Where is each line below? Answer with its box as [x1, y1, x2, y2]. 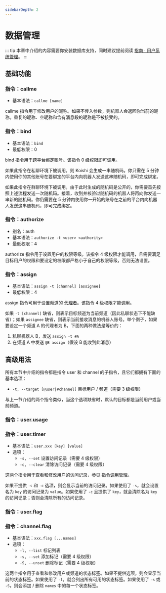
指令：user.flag [5, 508, 43, 515]
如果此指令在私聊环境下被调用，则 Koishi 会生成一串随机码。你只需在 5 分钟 [5, 167, 159, 173]
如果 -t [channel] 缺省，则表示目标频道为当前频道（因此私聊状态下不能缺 [5, 310, 156, 317]
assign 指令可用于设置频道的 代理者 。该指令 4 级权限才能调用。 [5, 300, 134, 306]
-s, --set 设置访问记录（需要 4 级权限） [19, 456, 103, 461]
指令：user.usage [5, 416, 48, 423]
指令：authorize [5, 216, 44, 223]
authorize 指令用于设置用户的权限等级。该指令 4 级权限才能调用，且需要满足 [5, 251, 161, 257]
